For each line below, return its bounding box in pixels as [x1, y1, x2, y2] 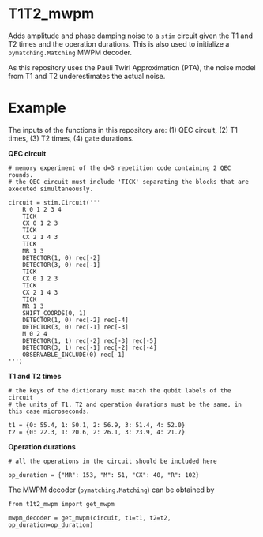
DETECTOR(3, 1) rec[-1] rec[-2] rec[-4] [22, 344, 157, 351]
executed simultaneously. [8, 185, 93, 193]
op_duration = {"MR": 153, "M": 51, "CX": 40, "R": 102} [8, 471, 200, 479]
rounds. [8, 171, 34, 178]
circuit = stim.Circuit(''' [8, 198, 101, 206]
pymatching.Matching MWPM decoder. [8, 47, 133, 57]
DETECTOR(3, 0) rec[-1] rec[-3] [22, 323, 129, 331]
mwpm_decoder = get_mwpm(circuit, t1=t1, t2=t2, [8, 514, 171, 522]
